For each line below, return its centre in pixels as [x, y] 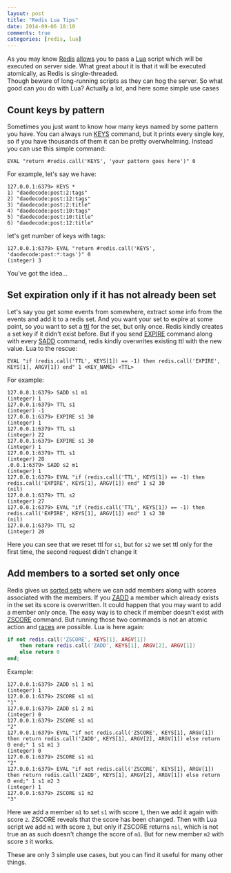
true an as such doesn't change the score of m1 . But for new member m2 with [115, 834]
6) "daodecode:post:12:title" [51, 223]
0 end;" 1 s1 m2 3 [33, 781]
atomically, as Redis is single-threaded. [63, 74]
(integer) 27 [26, 501]
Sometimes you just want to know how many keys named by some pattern [113, 126]
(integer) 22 [26, 435]
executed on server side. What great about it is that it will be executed [107, 66]
